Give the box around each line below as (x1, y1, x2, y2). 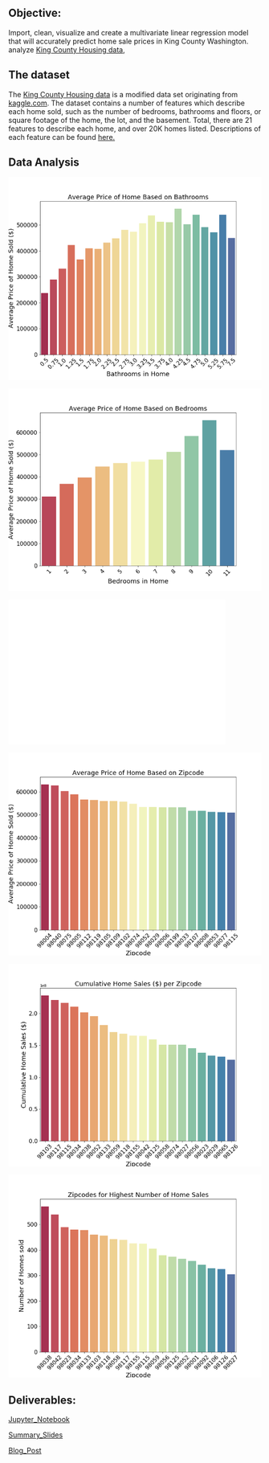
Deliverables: (8, 1393, 76, 1407)
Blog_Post (8, 1446, 42, 1456)
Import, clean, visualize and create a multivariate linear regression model (8, 27, 249, 37)
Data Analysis (8, 156, 80, 170)
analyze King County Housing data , (8, 44, 126, 55)
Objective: (8, 6, 62, 20)
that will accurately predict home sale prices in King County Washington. (8, 36, 249, 46)
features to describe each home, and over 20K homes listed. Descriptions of (8, 124, 261, 133)
